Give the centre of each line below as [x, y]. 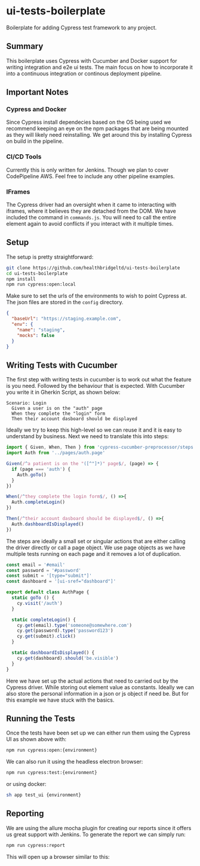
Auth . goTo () [32, 475]
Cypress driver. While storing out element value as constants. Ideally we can [100, 687]
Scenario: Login [26, 403]
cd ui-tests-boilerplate [37, 273]
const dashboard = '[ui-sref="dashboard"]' [61, 582]
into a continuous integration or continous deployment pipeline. [84, 74]
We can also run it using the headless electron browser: [75, 762]
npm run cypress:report [36, 845]
